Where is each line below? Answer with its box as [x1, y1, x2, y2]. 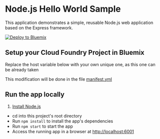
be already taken [5, 67, 39, 72]
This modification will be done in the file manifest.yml [5, 76, 112, 82]
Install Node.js [12, 103, 41, 109]
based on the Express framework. [5, 24, 73, 30]
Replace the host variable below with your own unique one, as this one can [5, 61, 156, 67]
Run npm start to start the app [12, 123, 73, 129]
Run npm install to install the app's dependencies [12, 118, 114, 124]
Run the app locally [5, 91, 65, 99]
